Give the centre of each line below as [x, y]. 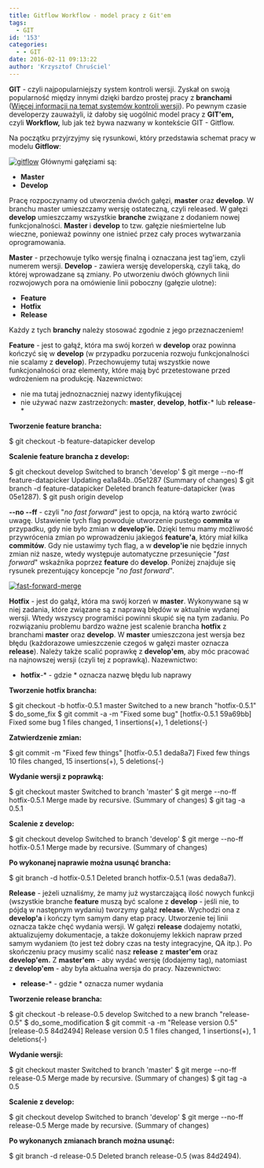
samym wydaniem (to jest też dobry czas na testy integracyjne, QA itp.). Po [130, 943]
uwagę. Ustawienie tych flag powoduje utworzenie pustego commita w [125, 520]
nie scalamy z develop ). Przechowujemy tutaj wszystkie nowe [110, 362]
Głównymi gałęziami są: [79, 161]
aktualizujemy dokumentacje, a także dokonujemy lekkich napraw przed [126, 935]
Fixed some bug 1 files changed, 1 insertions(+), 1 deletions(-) [108, 722]
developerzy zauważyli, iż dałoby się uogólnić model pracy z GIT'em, [121, 114]
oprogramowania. [37, 242]
